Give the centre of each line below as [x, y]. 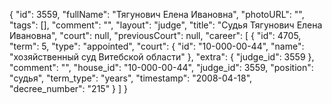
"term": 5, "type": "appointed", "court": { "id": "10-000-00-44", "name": [157, 46]
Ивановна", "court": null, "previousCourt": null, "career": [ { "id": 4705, [155, 35]
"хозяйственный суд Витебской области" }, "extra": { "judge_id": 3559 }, [162, 57]
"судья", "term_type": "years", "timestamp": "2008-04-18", [131, 78]
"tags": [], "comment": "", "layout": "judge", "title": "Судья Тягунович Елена [166, 25]
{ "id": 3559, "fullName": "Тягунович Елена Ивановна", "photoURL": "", [157, 14]
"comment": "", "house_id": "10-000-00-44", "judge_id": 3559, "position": [161, 67]
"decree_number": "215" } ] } [69, 88]
